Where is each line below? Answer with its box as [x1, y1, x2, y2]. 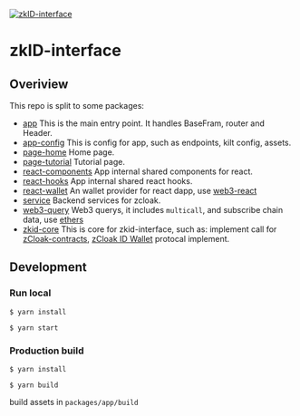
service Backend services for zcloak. [22, 195, 161, 206]
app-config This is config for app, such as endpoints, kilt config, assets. [22, 137, 292, 148]
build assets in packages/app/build [9, 396, 139, 407]
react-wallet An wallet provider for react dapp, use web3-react [22, 186, 257, 196]
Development [9, 259, 88, 276]
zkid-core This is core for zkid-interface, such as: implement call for [22, 224, 277, 235]
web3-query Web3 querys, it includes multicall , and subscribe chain [22, 205, 284, 215]
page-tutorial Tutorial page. [22, 157, 125, 167]
